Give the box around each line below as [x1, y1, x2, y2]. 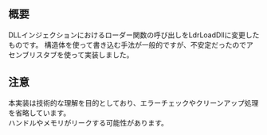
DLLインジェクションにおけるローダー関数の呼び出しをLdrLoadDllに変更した [8, 30, 260, 40]
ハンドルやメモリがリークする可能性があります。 [8, 118, 169, 127]
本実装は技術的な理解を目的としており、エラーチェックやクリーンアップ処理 [8, 98, 259, 107]
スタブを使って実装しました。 [35, 50, 134, 60]
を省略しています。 [8, 108, 71, 118]
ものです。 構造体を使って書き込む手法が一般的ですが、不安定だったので [8, 40, 247, 49]
